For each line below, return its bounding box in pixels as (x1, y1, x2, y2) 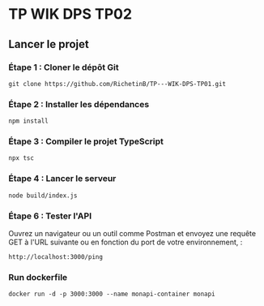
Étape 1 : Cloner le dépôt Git (8, 62, 119, 73)
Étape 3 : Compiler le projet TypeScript (8, 136, 164, 147)
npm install (8, 117, 49, 126)
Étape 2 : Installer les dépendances (8, 98, 150, 110)
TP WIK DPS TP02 (8, 5, 132, 24)
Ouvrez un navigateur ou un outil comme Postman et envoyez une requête (8, 229, 257, 239)
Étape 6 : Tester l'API (8, 210, 92, 222)
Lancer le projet (8, 37, 89, 51)
